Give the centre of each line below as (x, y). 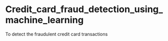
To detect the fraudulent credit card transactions (57, 34)
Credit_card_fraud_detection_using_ (84, 9)
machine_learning (45, 20)
